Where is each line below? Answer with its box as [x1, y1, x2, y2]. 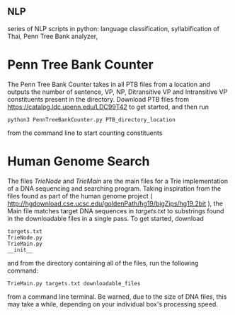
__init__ [7, 246, 33, 254]
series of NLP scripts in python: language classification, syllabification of [7, 24, 219, 32]
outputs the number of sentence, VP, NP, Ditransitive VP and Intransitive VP [7, 88, 228, 96]
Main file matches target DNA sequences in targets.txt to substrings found [7, 206, 224, 215]
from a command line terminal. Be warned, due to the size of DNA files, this [7, 292, 227, 301]
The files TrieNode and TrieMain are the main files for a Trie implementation [7, 177, 229, 185]
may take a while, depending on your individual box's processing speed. [7, 299, 218, 308]
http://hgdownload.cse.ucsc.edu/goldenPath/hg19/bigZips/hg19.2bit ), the [7, 199, 223, 208]
